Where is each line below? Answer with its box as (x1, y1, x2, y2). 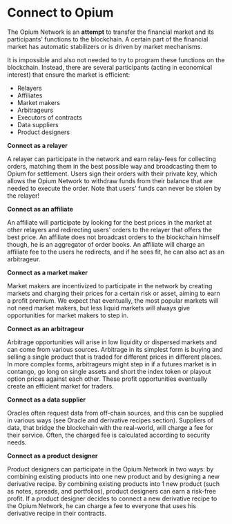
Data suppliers (17, 120, 59, 129)
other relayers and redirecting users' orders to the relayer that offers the (7, 225, 213, 234)
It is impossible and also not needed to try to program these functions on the (7, 55, 225, 64)
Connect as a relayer (7, 141, 68, 149)
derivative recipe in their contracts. (7, 509, 107, 517)
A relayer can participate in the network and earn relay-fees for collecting (7, 154, 216, 163)
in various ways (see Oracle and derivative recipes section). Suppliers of (7, 416, 214, 424)
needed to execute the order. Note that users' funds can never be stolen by (7, 184, 222, 192)
